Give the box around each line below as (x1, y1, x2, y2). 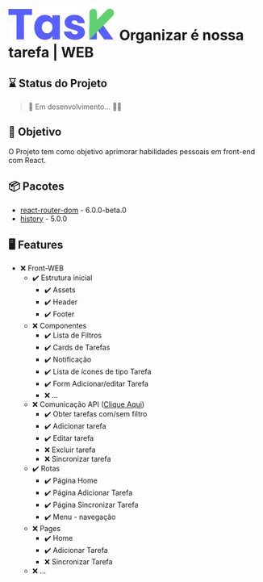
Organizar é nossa (119, 27, 244, 44)
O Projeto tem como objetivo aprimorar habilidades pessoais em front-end (8, 146, 256, 156)
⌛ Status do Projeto (8, 76, 107, 90)
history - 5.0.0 (19, 213, 67, 224)
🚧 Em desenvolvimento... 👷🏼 (27, 102, 123, 111)
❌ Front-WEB (19, 263, 65, 273)
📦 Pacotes (8, 180, 65, 194)
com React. (8, 155, 47, 165)
